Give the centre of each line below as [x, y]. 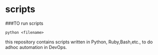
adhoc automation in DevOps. [36, 47]
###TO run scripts [24, 23]
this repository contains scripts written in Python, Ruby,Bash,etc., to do [79, 42]
